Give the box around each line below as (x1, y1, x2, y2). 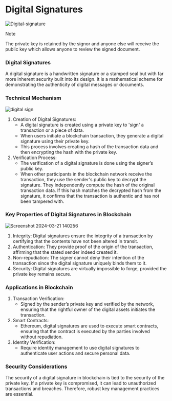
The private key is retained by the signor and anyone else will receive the (5, 40, 160, 47)
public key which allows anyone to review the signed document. (5, 46, 140, 52)
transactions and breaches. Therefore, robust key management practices (5, 386, 160, 392)
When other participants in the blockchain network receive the (20, 171, 153, 177)
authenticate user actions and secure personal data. (20, 350, 131, 356)
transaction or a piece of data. (20, 127, 84, 133)
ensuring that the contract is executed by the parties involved (20, 328, 150, 335)
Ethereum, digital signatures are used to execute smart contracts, (20, 323, 159, 329)
